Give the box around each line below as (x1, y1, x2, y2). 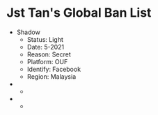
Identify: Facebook (26, 65, 81, 73)
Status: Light (26, 35, 64, 43)
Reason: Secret (26, 50, 71, 59)
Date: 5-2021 (26, 43, 65, 51)
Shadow (16, 28, 41, 36)
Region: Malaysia (26, 72, 77, 81)
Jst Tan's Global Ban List (6, 5, 152, 21)
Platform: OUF (26, 57, 68, 66)
